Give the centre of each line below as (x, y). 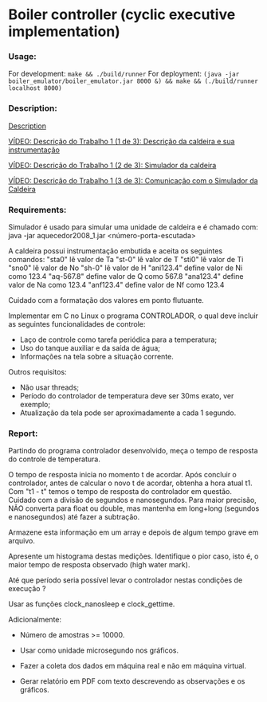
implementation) (65, 31)
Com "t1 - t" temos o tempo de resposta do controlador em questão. (120, 492)
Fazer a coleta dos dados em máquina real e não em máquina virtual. (133, 666)
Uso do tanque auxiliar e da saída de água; (90, 348)
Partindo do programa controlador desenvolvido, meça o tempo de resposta (133, 451)
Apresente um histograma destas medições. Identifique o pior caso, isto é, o (133, 556)
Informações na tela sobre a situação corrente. (96, 357)
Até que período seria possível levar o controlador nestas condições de (126, 580)
